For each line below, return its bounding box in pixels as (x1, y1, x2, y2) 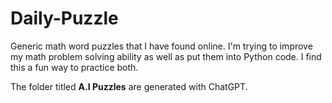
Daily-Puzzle (10, 7, 119, 30)
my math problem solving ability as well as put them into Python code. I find (10, 50, 322, 62)
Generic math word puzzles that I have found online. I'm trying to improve (10, 40, 313, 52)
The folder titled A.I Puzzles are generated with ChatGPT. (10, 80, 248, 92)
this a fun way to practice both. (10, 61, 139, 73)
